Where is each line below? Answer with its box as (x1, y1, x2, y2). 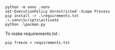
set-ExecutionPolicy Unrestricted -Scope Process (5, 9, 111, 14)
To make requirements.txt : (5, 31, 61, 37)
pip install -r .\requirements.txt (5, 13, 79, 18)
